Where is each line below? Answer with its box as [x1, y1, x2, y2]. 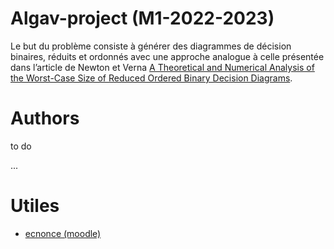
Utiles [10, 195, 60, 217]
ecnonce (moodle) [24, 227, 102, 239]
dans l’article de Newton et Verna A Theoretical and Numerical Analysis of [10, 61, 315, 73]
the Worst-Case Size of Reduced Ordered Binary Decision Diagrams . [10, 72, 293, 84]
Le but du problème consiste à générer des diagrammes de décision [10, 40, 292, 52]
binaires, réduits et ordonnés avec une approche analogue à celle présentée [10, 50, 325, 62]
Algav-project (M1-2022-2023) [10, 7, 275, 30]
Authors [10, 107, 80, 130]
